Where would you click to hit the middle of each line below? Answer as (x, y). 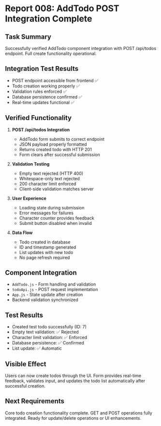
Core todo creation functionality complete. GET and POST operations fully (79, 413)
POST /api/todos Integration (41, 130)
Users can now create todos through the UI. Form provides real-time (73, 376)
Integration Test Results (42, 69)
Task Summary (28, 37)
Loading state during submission (52, 207)
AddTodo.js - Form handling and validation (54, 284)
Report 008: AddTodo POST (62, 9)
